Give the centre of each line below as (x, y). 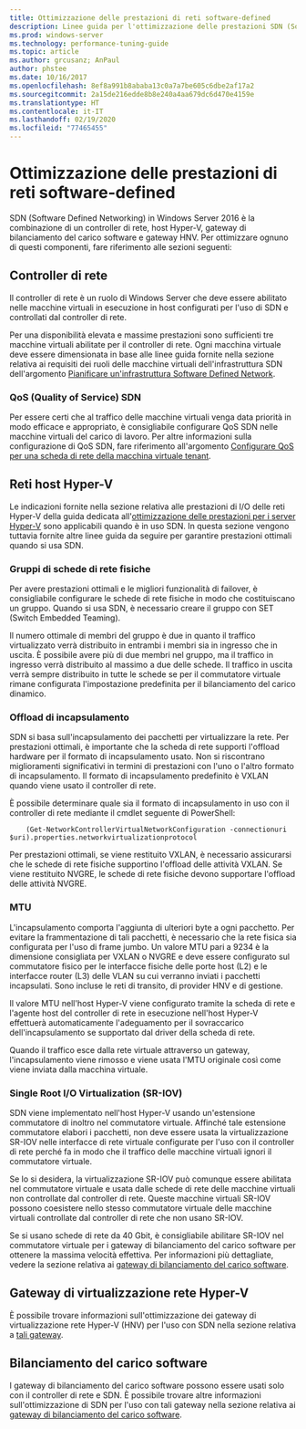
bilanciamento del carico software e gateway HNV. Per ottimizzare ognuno (149, 237)
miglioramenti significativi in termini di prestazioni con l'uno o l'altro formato (152, 767)
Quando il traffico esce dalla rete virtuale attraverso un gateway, (130, 1049)
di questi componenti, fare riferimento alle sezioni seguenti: (121, 246)
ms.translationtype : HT (55, 103)
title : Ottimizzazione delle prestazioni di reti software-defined (140, 18)
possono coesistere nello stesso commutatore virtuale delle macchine (141, 1208)
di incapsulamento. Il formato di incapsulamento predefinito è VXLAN (139, 776)
